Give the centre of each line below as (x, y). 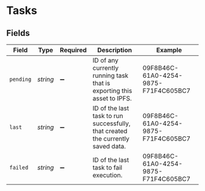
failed (19, 168)
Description (115, 50)
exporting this (112, 91)
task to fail (107, 168)
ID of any (106, 60)
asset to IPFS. (112, 98)
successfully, (112, 123)
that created (110, 131)
